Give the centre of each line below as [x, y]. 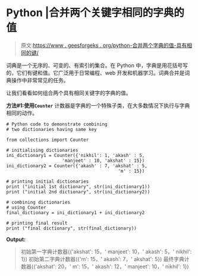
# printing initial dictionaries [48, 181]
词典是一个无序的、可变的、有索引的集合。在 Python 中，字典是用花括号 [95, 65]
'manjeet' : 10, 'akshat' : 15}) [103, 161]
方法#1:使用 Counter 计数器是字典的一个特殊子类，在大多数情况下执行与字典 [98, 105]
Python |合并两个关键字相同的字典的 [95, 13]
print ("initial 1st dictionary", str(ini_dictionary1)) [78, 186]
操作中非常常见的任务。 [40, 80]
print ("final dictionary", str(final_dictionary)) [71, 228]
